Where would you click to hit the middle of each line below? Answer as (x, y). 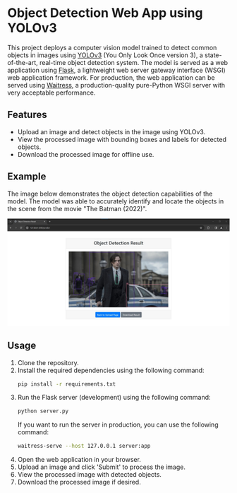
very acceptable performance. (51, 93)
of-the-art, (23, 62)
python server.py (43, 411)
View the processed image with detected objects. (90, 475)
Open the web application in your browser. (79, 460)
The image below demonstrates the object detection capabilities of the (110, 194)
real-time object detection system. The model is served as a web (133, 62)
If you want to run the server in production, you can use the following (118, 424)
